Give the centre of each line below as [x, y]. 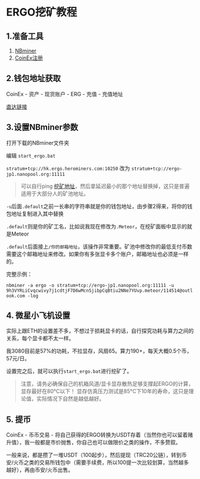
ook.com [16, 296]
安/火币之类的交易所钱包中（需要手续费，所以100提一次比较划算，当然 [92, 462]
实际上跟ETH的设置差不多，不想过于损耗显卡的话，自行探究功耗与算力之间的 [100, 331]
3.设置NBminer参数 [42, 127]
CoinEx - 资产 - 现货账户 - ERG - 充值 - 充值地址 [65, 94]
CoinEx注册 [29, 58]
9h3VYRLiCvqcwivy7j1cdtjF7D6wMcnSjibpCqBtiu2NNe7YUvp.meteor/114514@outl [100, 291]
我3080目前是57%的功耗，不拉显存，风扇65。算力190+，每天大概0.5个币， [99, 351]
